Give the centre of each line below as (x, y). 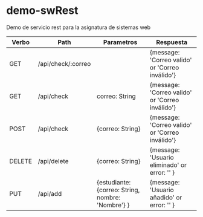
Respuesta (172, 42)
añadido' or (166, 197)
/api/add (50, 193)
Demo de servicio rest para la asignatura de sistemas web (79, 27)
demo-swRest (42, 11)
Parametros (120, 42)
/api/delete (53, 161)
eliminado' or (169, 165)
